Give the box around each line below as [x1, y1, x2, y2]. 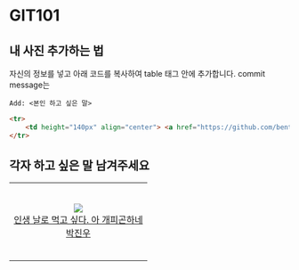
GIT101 [9, 5, 61, 26]
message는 [9, 79, 51, 90]
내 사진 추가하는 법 [9, 43, 104, 58]
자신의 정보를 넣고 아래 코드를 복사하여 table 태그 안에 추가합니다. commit [9, 69, 265, 78]
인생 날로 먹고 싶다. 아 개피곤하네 [13, 213, 143, 225]
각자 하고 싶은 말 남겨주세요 [9, 158, 149, 174]
